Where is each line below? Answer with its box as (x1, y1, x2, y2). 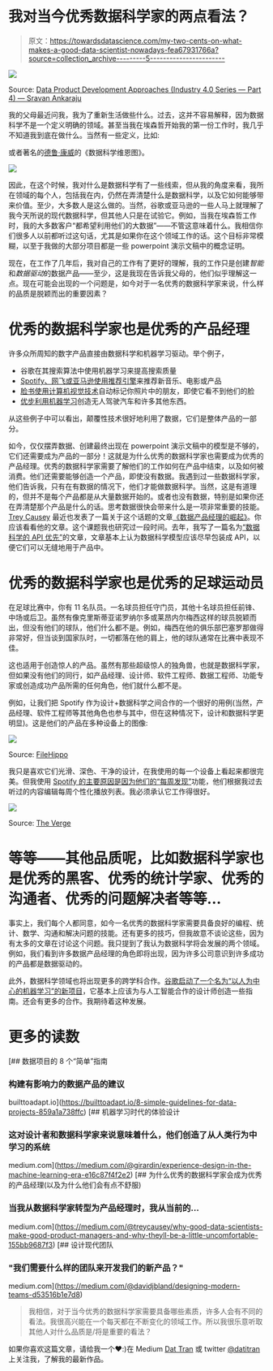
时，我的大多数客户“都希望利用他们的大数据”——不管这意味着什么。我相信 (8, 220, 257, 230)
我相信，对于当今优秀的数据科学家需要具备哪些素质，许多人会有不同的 (28, 1306, 263, 1316)
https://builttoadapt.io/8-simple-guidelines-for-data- (61, 1097, 237, 1107)
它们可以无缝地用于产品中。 (15, 542, 108, 552)
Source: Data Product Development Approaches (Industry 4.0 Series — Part (8, 84, 262, 94)
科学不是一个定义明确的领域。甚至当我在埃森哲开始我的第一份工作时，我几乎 (8, 119, 264, 130)
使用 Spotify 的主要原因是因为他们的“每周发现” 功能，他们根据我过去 (36, 776, 263, 786)
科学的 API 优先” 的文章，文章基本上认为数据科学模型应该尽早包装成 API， (8, 532, 254, 542)
